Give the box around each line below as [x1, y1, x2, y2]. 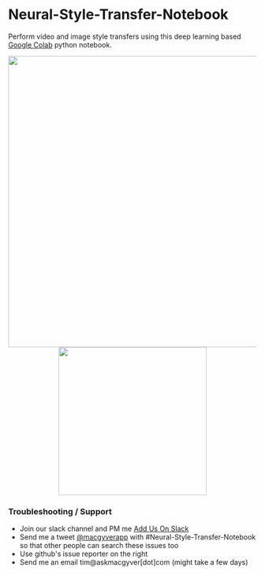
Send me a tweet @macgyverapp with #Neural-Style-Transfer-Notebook [19, 532, 256, 542]
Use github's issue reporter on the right [19, 549, 148, 558]
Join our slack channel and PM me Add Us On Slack [19, 524, 189, 534]
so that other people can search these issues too [19, 541, 179, 551]
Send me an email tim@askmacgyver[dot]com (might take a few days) [19, 558, 248, 567]
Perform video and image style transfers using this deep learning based [8, 32, 242, 41]
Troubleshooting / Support [8, 505, 112, 517]
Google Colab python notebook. [8, 39, 112, 49]
